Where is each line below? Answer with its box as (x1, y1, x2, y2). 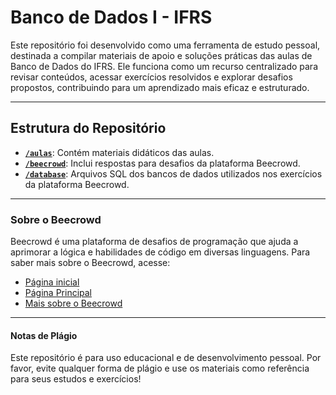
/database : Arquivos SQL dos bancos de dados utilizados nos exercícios (24, 167, 323, 180)
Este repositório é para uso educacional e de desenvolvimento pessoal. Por (10, 352, 322, 364)
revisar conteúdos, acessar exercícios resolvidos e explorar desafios (10, 71, 293, 83)
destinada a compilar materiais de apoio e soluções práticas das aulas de (10, 49, 313, 61)
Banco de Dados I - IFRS (10, 6, 213, 29)
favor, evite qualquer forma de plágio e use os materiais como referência (10, 362, 310, 375)
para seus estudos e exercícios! (10, 373, 142, 385)
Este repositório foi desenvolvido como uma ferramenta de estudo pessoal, (10, 39, 321, 51)
